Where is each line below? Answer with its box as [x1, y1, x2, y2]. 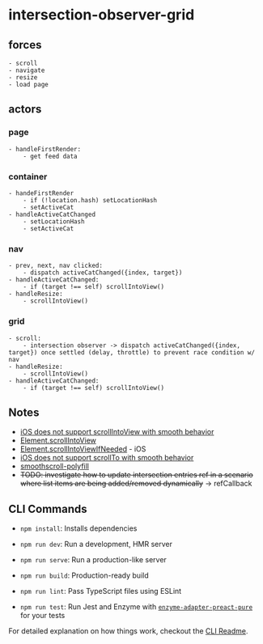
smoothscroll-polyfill [19, 461, 89, 471]
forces [8, 38, 42, 52]
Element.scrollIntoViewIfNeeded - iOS [19, 444, 146, 454]
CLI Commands [8, 502, 87, 515]
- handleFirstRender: [8, 145, 82, 153]
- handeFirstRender [8, 189, 74, 197]
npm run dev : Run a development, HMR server [19, 540, 172, 549]
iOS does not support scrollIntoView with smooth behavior [19, 427, 214, 437]
